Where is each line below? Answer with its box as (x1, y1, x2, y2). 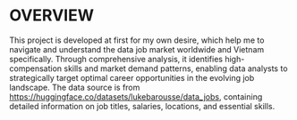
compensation (9, 63, 63, 74)
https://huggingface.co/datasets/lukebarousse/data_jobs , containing (9, 91, 263, 102)
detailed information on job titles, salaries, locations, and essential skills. (9, 100, 276, 111)
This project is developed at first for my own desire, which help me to (9, 35, 265, 45)
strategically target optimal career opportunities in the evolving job (9, 72, 255, 83)
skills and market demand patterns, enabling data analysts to (64, 63, 288, 74)
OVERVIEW (9, 5, 95, 26)
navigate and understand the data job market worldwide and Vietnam (9, 44, 265, 54)
